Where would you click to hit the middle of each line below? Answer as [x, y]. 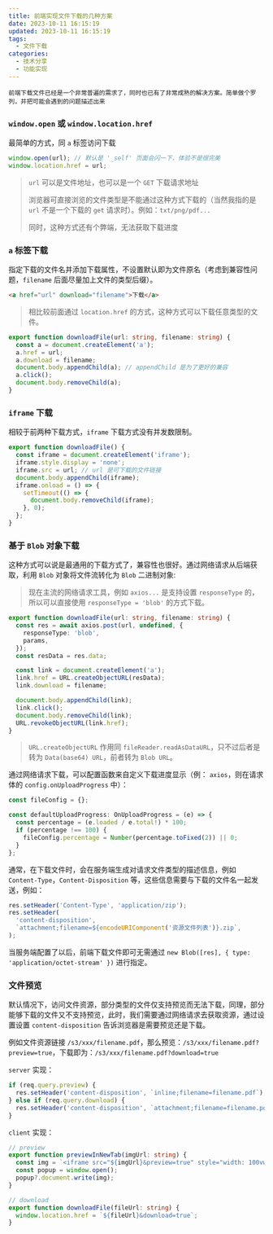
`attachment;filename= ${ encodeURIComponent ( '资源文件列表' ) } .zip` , [129, 928]
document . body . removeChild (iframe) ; [92, 501]
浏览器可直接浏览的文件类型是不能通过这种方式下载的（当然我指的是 [142, 200]
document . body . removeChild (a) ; [69, 383]
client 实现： [31, 1132]
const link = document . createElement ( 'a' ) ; [90, 670]
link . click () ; [39, 708]
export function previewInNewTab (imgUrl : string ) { [97, 1155]
